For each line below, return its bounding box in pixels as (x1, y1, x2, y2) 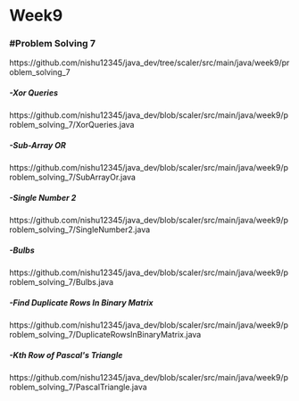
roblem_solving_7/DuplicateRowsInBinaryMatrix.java (9, 330, 202, 340)
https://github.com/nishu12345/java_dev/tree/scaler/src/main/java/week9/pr (9, 57, 290, 68)
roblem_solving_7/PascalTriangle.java (9, 381, 147, 393)
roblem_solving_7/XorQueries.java (9, 120, 135, 130)
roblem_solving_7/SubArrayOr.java (9, 171, 137, 183)
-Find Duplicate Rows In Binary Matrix (9, 297, 154, 308)
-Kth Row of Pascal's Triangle (9, 349, 123, 360)
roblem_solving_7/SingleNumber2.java (9, 224, 151, 235)
